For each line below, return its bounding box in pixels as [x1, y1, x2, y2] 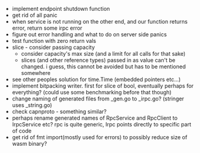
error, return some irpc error [11, 24, 83, 31]
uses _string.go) [11, 102, 53, 108]
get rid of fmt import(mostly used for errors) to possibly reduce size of [11, 134, 187, 141]
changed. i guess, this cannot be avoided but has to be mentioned [21, 63, 186, 70]
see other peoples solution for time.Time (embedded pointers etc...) [11, 76, 181, 83]
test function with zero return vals [11, 37, 97, 44]
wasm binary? [11, 140, 47, 147]
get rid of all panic [11, 11, 57, 19]
